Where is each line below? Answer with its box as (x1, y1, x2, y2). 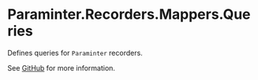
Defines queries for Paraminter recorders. (7, 48, 143, 57)
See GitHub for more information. (7, 63, 116, 72)
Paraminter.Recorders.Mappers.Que (7, 5, 251, 24)
